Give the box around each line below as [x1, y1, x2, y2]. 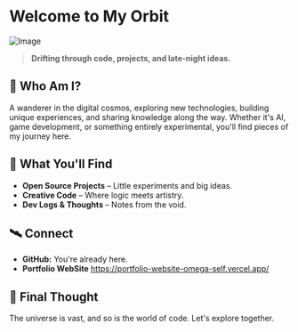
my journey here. [9, 131, 72, 142]
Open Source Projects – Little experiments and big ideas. [21, 180, 233, 190]
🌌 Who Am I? [9, 78, 82, 94]
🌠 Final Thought [9, 289, 99, 304]
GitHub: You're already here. [21, 254, 128, 264]
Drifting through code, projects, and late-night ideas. [30, 53, 231, 63]
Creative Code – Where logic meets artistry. [21, 190, 184, 200]
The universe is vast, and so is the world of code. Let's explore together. [9, 313, 275, 324]
